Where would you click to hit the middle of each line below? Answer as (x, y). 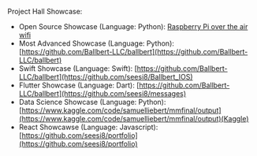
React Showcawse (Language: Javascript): (88, 127)
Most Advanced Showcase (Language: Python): (97, 43)
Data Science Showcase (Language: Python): (92, 102)
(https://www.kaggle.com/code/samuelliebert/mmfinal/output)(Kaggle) (134, 119)
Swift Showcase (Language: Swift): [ (78, 69)
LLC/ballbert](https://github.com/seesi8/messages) (102, 93)
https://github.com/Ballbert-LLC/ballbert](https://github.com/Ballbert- (135, 52)
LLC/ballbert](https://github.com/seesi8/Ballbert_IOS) (106, 77)
